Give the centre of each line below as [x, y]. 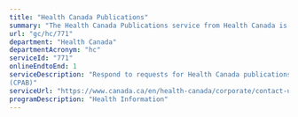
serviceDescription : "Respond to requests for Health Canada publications [150, 75]
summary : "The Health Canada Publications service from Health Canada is [149, 26]
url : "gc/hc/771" [41, 33]
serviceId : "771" [41, 58]
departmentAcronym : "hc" [55, 50]
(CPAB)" [24, 83]
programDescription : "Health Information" [89, 99]
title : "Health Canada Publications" [79, 17]
